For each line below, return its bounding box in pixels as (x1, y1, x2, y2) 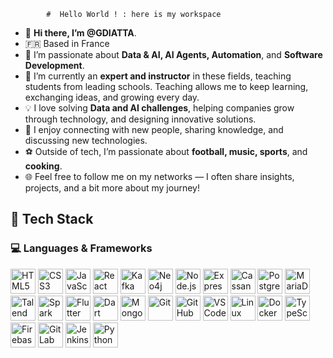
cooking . (24, 160, 63, 172)
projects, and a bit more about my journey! (24, 182, 200, 194)
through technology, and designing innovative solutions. (24, 113, 257, 125)
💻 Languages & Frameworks (10, 241, 153, 255)
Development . (24, 60, 85, 71)
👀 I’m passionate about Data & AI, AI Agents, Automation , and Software (24, 49, 323, 60)
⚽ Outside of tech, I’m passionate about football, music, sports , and (24, 146, 308, 157)
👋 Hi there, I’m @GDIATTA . (24, 27, 137, 39)
